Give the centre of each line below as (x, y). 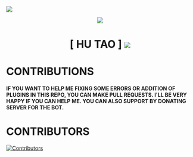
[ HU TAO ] (96, 44)
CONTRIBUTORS (48, 132)
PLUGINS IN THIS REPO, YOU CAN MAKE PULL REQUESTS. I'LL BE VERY (96, 94)
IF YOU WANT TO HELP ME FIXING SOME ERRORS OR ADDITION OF (91, 88)
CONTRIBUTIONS (50, 72)
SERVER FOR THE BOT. (35, 107)
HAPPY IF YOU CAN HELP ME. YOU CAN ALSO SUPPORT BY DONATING (96, 101)
